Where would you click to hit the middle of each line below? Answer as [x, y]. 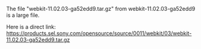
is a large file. [23, 15]
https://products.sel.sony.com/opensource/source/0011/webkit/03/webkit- [99, 33]
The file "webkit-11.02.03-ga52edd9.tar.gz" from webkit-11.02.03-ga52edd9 [101, 9]
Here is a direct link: [31, 27]
